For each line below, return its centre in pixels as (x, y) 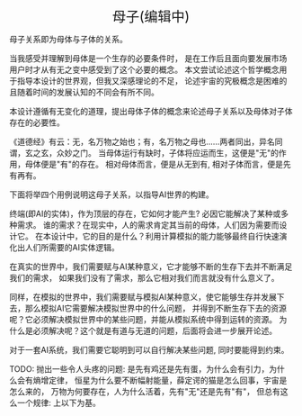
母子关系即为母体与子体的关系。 (68, 39)
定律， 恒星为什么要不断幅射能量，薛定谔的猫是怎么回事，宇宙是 (168, 380)
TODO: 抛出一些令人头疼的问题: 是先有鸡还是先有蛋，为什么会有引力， (139, 369)
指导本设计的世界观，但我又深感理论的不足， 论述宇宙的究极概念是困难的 (152, 81)
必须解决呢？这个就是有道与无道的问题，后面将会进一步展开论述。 (155, 330)
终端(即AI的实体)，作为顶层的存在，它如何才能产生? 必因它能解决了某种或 (145, 213)
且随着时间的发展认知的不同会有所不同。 (84, 92)
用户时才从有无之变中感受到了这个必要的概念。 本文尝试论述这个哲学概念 (144, 69)
